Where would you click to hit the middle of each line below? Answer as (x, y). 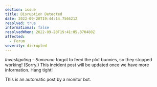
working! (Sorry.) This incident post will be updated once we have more (77, 65)
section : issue (21, 9)
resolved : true (21, 23)
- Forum (17, 41)
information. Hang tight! (29, 70)
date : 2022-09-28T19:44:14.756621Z (41, 18)
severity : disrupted (26, 46)
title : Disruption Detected (34, 14)
